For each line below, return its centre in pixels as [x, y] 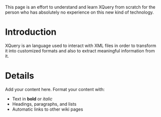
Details [20, 76]
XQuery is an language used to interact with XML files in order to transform [81, 46]
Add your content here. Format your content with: [55, 89]
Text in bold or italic [32, 99]
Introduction [31, 32]
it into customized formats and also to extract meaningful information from [80, 50]
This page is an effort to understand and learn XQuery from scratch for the [80, 7]
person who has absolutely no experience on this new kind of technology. [80, 12]
